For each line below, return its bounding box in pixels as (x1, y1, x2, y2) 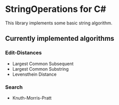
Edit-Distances (5, 49, 42, 56)
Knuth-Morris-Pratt (12, 95, 52, 101)
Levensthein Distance (12, 71, 57, 77)
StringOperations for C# (5, 3, 107, 15)
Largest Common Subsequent (12, 61, 74, 67)
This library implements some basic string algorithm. (5, 20, 113, 26)
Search (5, 84, 23, 91)
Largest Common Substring (12, 66, 69, 72)
